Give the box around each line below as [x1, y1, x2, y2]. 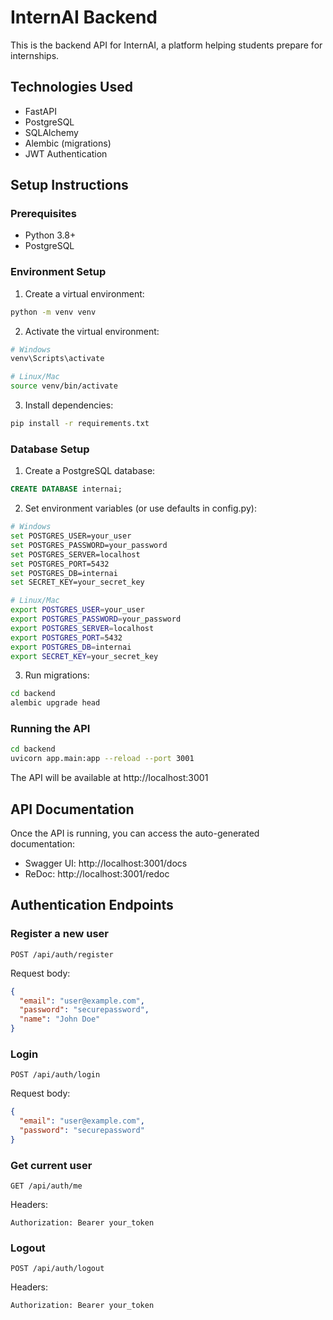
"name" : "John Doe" [19, 1014, 101, 1025]
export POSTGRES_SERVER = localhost [10, 623, 155, 633]
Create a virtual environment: [24, 287, 145, 300]
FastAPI [24, 105, 57, 117]
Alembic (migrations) [24, 137, 112, 149]
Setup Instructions [10, 177, 129, 194]
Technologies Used [10, 79, 133, 96]
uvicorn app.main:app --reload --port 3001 [10, 754, 195, 764]
